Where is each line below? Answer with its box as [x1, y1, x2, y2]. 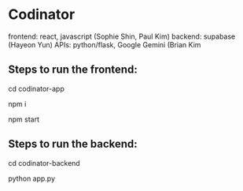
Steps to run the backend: [8, 137, 138, 151]
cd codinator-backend [8, 158, 80, 167]
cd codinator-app [8, 84, 64, 93]
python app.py [8, 174, 56, 183]
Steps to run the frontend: [8, 63, 138, 77]
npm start [8, 114, 40, 124]
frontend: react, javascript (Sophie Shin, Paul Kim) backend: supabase [8, 32, 236, 41]
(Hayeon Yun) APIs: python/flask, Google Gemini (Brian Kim [8, 39, 201, 49]
